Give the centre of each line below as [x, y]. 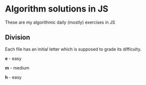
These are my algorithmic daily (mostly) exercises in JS [60, 22]
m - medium [17, 68]
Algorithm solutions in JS [57, 9]
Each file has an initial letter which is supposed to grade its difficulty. [73, 49]
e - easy [13, 58]
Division [18, 37]
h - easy [13, 77]
